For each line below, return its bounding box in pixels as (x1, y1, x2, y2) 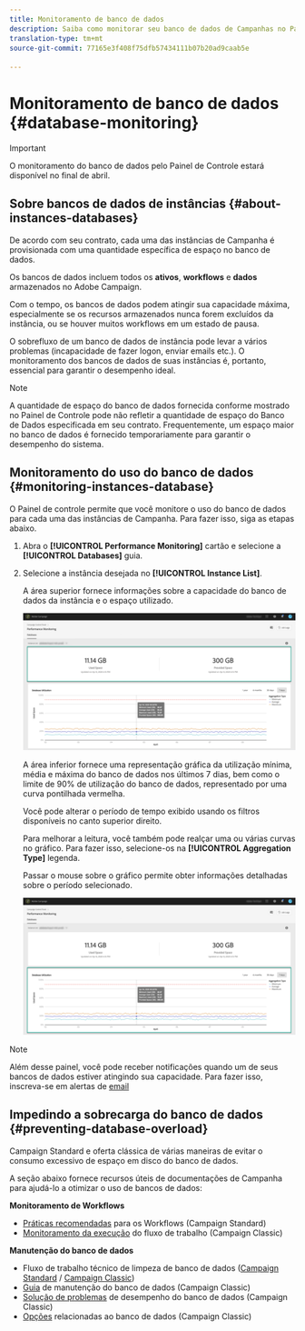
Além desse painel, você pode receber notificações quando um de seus (9, 1061, 279, 1072)
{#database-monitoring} (9, 113, 200, 134)
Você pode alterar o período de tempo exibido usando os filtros (22, 806, 261, 816)
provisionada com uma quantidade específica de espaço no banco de (9, 244, 271, 255)
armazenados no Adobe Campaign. (9, 281, 143, 292)
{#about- (228, 196, 281, 212)
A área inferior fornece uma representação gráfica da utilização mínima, (22, 759, 292, 770)
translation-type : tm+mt (9, 34, 103, 43)
